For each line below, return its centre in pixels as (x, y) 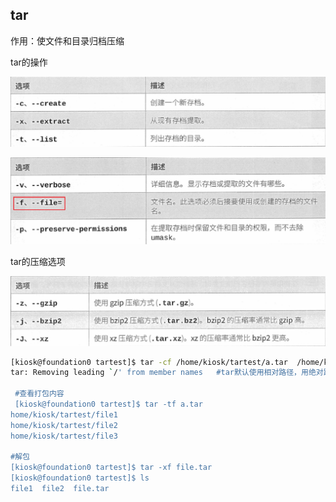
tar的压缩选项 (38, 261)
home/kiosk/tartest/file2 (64, 425)
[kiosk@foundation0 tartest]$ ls (80, 478)
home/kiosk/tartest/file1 (64, 414)
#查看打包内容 (39, 394)
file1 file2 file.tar (60, 489)
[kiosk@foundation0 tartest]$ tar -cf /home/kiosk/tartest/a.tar (149, 362)
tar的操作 (29, 62)
